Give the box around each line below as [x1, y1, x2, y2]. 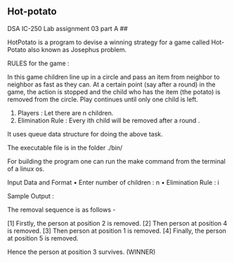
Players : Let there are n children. [17, 108, 114, 117]
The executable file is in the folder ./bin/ [7, 143, 123, 152]
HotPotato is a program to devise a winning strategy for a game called [7, 38, 210, 46]
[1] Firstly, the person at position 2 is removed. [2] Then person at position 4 [7, 219, 228, 227]
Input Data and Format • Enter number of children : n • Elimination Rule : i [7, 178, 220, 186]
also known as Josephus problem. [27, 45, 127, 53]
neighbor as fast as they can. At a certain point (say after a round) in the [7, 80, 216, 89]
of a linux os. [7, 165, 45, 173]
